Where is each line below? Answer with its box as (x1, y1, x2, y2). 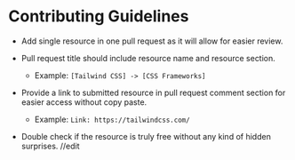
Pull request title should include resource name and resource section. (20, 52, 276, 63)
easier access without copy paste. (20, 96, 147, 108)
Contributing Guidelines (8, 6, 189, 27)
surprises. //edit (20, 140, 81, 151)
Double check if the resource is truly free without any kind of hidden (20, 131, 272, 141)
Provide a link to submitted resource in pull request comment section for (20, 87, 286, 98)
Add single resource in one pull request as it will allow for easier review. (20, 36, 283, 46)
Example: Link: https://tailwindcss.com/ (34, 114, 190, 124)
